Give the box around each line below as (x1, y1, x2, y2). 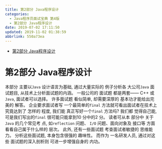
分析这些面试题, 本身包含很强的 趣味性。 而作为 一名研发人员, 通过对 (14, 132, 151, 138)
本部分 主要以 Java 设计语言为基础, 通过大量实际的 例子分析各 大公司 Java (5, 83, 149, 90)
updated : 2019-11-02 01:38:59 (5, 30, 67, 34)
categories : (5, 12, 29, 17)
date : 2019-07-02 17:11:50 (5, 25, 60, 30)
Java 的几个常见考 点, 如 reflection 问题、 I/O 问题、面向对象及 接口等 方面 (5, 120, 156, 126)
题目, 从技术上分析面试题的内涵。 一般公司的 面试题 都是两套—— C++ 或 (9, 90, 155, 96)
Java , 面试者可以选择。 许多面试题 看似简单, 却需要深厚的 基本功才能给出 (5, 96, 150, 102)
